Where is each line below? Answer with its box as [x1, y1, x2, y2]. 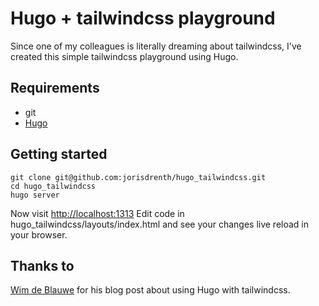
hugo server [10, 190, 60, 200]
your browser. [10, 228, 68, 241]
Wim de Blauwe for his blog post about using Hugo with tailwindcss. [10, 284, 291, 296]
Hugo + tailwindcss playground [10, 7, 276, 30]
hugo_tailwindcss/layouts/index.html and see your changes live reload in [10, 218, 310, 230]
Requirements [10, 80, 100, 97]
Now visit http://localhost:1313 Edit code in [10, 207, 185, 219]
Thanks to [10, 257, 75, 274]
